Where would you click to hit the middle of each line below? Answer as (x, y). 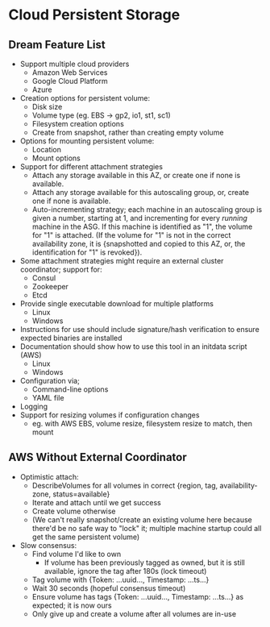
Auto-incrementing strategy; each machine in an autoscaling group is (147, 210)
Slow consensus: (48, 545)
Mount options (56, 158)
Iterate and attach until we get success (96, 502)
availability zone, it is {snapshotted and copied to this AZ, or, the (139, 244)
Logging (34, 406)
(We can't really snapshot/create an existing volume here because (142, 519)
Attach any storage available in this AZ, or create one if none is (136, 175)
